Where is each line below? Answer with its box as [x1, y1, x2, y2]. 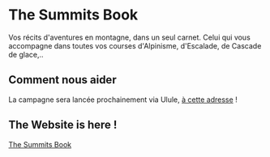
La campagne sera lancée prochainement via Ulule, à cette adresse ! [8, 95, 238, 104]
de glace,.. [8, 49, 44, 59]
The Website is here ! [8, 118, 118, 132]
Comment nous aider [8, 73, 117, 87]
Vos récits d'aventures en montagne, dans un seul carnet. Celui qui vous [8, 32, 251, 42]
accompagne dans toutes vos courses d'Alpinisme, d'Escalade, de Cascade [8, 40, 262, 50]
